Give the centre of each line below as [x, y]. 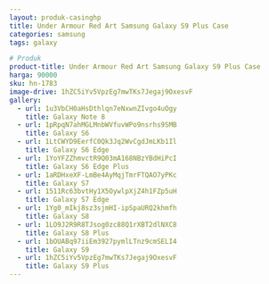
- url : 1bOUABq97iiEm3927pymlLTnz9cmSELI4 [97, 241]
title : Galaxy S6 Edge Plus [77, 166]
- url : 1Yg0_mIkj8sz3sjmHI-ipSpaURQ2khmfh [97, 208]
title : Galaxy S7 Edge [67, 200]
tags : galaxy [33, 42]
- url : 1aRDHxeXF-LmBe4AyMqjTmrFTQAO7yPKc [97, 175]
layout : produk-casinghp [55, 17]
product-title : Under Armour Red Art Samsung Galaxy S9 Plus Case [135, 67]
